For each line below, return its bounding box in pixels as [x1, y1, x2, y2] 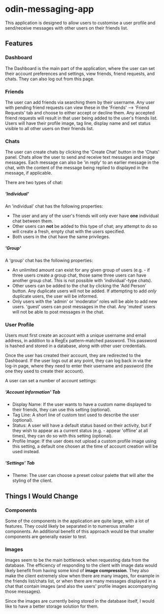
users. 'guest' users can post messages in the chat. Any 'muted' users [12, 304, 156, 310]
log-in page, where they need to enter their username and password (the [5, 363, 154, 369]
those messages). [5, 588, 42, 595]
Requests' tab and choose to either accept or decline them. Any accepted [5, 109, 155, 115]
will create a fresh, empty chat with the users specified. [12, 228, 126, 235]
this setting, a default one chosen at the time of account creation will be [12, 443, 158, 449]
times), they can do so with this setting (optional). [12, 433, 113, 439]
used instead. [12, 449, 40, 455]
